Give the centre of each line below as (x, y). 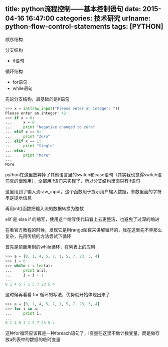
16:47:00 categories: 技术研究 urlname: (88, 18)
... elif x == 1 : (23, 141)
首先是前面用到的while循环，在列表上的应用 (50, 247)
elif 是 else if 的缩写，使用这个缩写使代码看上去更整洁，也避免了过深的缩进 (82, 219)
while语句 (22, 88)
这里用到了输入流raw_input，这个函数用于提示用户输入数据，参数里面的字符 (83, 192)
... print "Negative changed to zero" (50, 127)
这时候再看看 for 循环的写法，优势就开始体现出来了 (58, 295)
